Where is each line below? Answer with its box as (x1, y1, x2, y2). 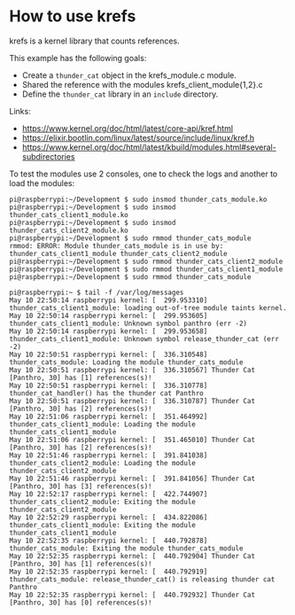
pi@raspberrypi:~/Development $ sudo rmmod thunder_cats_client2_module (9, 257, 283, 266)
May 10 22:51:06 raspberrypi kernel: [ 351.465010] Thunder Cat (9, 435, 255, 444)
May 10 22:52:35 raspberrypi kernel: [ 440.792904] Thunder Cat (9, 551, 255, 560)
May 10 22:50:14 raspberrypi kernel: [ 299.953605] (9, 311, 208, 320)
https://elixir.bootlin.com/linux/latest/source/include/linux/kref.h (21, 132, 255, 143)
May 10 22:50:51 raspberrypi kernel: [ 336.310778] (9, 381, 208, 390)
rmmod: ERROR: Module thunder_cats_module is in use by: (9, 241, 224, 250)
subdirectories (21, 151, 75, 161)
